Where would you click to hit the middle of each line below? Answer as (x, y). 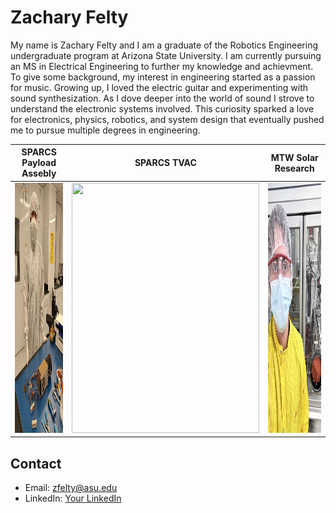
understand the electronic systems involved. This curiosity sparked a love (162, 108)
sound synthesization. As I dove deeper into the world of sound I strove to (162, 98)
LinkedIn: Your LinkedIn (73, 498)
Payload (39, 163)
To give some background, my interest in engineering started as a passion (163, 77)
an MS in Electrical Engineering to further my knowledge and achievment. (162, 66)
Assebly (39, 173)
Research (294, 168)
